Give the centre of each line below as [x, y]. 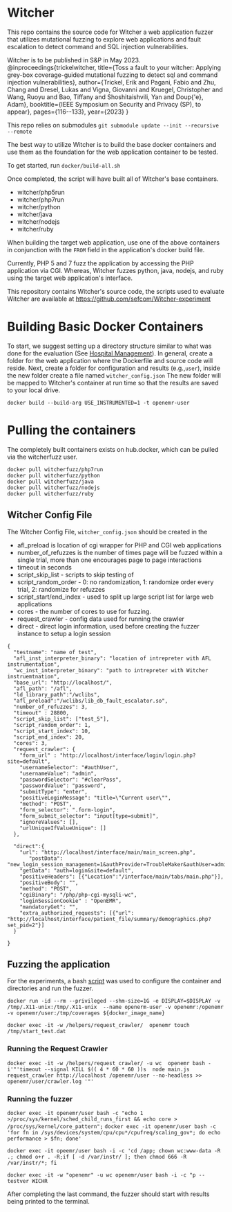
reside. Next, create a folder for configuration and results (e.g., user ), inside [114, 368]
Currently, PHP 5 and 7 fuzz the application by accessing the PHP [101, 263]
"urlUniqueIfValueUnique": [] [63, 828]
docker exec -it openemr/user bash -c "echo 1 [75, 1114]
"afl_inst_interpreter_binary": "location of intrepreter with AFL [113, 658]
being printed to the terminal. [48, 1202]
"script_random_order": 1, [52, 725]
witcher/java [35, 214]
